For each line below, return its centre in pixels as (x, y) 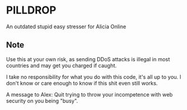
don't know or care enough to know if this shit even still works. (82, 83)
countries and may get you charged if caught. (61, 65)
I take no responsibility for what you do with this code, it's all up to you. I (93, 76)
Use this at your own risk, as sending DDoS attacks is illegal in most (88, 59)
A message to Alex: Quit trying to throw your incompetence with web (89, 94)
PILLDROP (31, 10)
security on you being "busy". (42, 101)
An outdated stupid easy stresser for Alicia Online (66, 26)
